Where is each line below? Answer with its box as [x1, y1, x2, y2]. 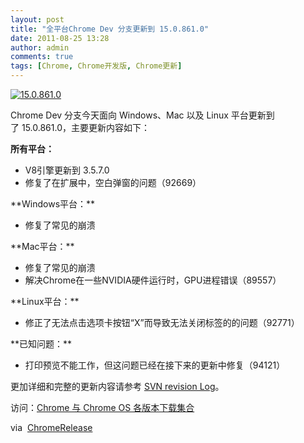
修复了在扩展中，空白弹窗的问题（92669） [24, 177, 202, 188]
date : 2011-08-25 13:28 [10, 33, 110, 43]
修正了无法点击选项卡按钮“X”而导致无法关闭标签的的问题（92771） [24, 317, 300, 328]
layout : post [10, 14, 65, 25]
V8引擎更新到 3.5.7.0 [24, 164, 110, 176]
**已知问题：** [10, 338, 73, 350]
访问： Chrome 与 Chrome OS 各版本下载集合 [10, 402, 195, 413]
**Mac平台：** [10, 241, 75, 252]
